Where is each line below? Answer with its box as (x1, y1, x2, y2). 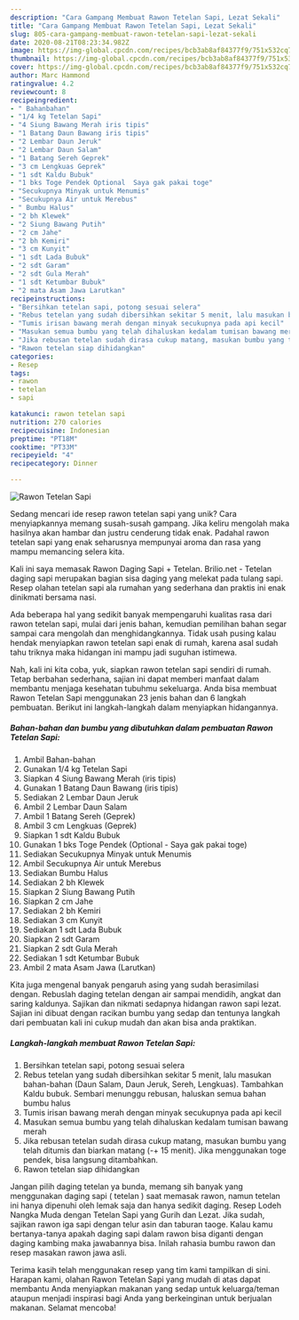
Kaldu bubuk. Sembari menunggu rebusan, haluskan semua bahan (22, 1088, 267, 1099)
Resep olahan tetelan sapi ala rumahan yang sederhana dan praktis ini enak (10, 583, 287, 592)
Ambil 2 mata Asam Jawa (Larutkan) (22, 962, 156, 972)
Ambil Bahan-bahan (22, 753, 96, 765)
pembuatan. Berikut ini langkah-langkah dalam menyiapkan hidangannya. (10, 702, 279, 712)
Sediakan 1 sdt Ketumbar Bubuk (22, 953, 140, 963)
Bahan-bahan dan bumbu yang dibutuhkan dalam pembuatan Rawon (10, 722, 273, 733)
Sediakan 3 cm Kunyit (22, 914, 103, 925)
